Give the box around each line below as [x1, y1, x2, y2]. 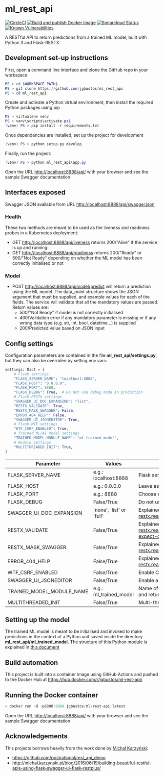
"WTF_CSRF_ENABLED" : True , [14, 426, 69, 431]
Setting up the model [5, 615, 70, 624]
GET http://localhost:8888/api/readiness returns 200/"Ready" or [12, 250, 142, 255]
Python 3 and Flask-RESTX [5, 39, 60, 45]
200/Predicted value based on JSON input [19, 325, 105, 331]
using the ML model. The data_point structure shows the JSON [12, 289, 139, 295]
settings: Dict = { [5, 367, 45, 372]
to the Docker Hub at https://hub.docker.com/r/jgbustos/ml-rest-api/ [5, 676, 143, 682]
